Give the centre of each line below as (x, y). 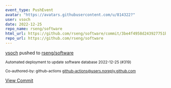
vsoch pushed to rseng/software (39, 53)
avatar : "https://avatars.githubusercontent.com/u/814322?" (70, 15)
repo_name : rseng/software (34, 29)
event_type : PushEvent (29, 10)
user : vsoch (18, 19)
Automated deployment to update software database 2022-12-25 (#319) (68, 62)
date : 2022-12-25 (24, 24)
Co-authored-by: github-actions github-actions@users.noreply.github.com (70, 71)
